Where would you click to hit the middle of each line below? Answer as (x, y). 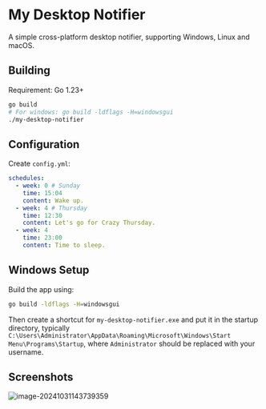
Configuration (44, 144)
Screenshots (41, 377)
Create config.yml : (39, 164)
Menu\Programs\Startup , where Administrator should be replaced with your (132, 343)
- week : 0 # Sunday (48, 186)
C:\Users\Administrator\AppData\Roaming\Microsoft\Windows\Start (119, 335)
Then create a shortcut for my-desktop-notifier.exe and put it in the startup (133, 319)
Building (29, 71)
